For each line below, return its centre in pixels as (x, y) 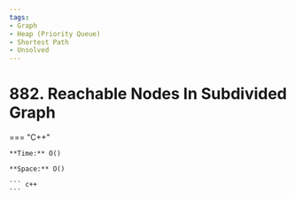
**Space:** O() (37, 169)
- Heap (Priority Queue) (55, 34)
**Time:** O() (35, 154)
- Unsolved (29, 50)
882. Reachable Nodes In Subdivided (148, 94)
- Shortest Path (39, 42)
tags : (19, 17)
